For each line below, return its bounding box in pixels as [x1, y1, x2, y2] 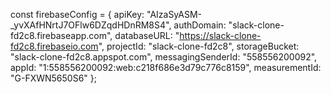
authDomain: [173, 19, 227, 31]
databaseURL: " [114, 30, 180, 41]
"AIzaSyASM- [146, 9, 203, 20]
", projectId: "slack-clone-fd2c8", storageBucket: [98, 40, 300, 52]
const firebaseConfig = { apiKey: [10, 9, 145, 20]
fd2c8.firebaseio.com [10, 40, 99, 52]
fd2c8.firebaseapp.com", [10, 30, 113, 41]
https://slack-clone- [179, 30, 262, 41]
